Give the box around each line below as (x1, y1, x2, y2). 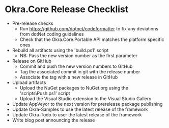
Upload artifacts (12, 79, 46, 86)
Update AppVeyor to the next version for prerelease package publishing (12, 101, 163, 107)
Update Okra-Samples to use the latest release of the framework (12, 106, 148, 112)
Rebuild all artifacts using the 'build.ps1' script (12, 47, 109, 53)
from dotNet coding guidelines (19, 31, 84, 37)
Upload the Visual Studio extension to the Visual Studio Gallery (19, 95, 152, 102)
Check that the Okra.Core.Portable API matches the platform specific (19, 36, 164, 42)
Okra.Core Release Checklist (5, 4, 129, 15)
